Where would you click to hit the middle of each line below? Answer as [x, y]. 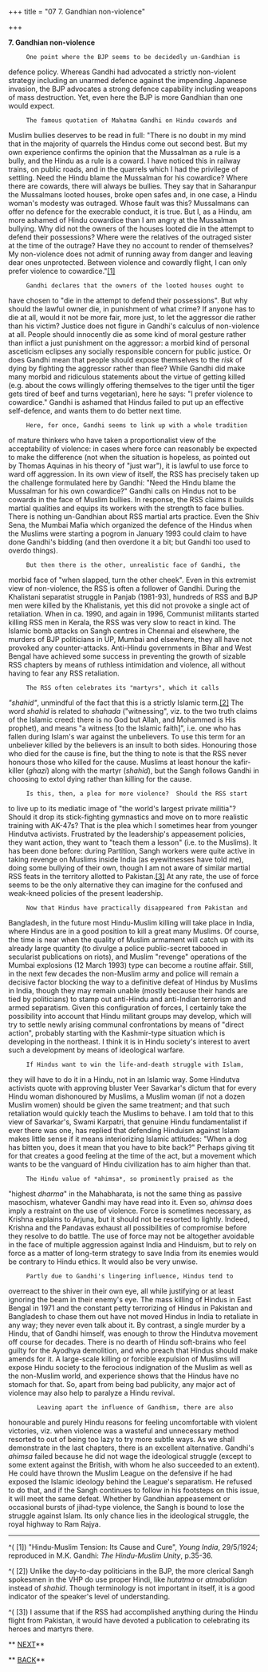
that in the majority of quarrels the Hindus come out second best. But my [128, 144]
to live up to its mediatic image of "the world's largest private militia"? [122, 808]
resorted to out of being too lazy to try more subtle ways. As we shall [122, 1439]
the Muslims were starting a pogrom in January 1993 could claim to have [128, 533]
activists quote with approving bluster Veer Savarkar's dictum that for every [132, 1088]
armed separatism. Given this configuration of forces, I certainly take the [128, 1008]
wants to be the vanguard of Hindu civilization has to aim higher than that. [130, 1164]
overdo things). [33, 551]
